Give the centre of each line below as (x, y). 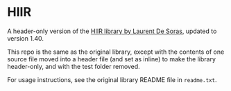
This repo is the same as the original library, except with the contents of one (116, 52)
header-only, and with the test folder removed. (74, 66)
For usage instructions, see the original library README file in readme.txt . (112, 79)
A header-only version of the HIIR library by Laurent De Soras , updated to (112, 31)
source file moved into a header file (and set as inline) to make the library (112, 59)
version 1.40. (25, 38)
